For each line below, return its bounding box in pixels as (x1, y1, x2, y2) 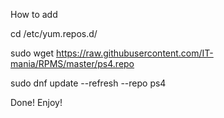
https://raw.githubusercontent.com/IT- (56, 47, 214, 59)
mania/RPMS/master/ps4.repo (10, 58, 135, 69)
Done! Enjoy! (10, 97, 63, 108)
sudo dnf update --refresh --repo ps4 (10, 77, 167, 89)
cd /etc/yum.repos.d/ (10, 28, 98, 39)
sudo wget (10, 47, 55, 59)
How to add (10, 9, 58, 20)
